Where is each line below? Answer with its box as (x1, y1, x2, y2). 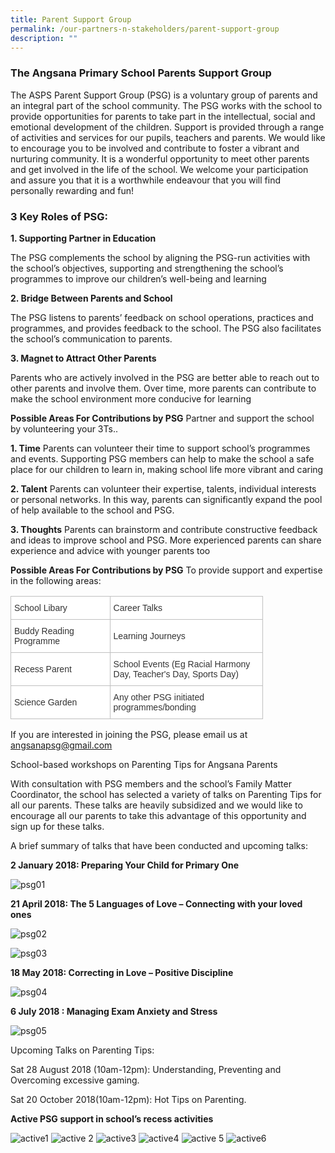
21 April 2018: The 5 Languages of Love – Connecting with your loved (10, 897, 303, 910)
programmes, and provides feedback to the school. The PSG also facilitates (10, 322, 322, 334)
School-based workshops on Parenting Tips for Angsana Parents (10, 758, 278, 770)
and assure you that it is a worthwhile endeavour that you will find (10, 174, 281, 186)
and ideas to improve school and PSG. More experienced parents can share (10, 534, 322, 546)
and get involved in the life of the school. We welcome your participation (10, 163, 309, 175)
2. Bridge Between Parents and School (10, 292, 173, 304)
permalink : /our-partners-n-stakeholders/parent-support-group (10, 24, 280, 34)
